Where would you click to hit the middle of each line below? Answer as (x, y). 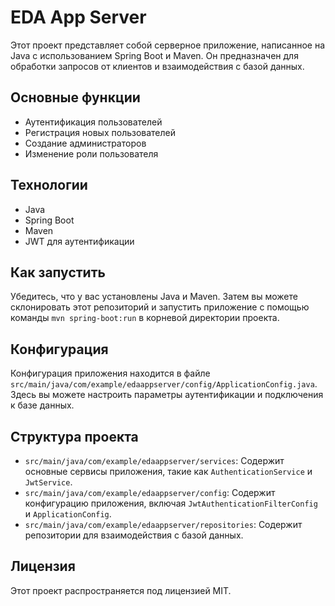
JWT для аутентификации (79, 241)
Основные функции (75, 97)
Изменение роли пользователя (91, 153)
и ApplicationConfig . (68, 514)
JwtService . (48, 482)
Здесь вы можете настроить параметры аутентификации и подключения (167, 395)
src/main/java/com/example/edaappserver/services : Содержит (154, 460)
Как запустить (58, 272)
